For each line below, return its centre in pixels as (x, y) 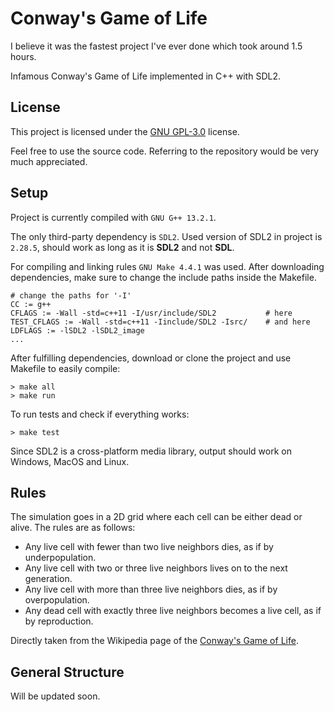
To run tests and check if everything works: (100, 414)
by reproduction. (59, 621)
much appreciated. (49, 161)
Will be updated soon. (55, 696)
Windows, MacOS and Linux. (70, 461)
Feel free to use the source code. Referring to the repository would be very (165, 151)
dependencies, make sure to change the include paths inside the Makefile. (163, 277)
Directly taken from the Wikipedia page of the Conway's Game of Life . (154, 641)
